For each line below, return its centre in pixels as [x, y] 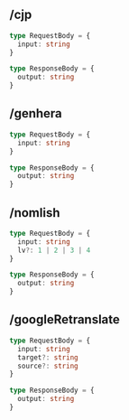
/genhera [36, 113]
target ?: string [48, 357]
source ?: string [48, 366]
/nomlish [35, 213]
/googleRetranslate [64, 320]
